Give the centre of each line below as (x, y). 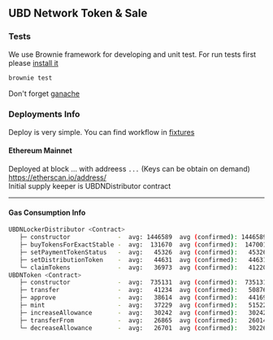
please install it (33, 63)
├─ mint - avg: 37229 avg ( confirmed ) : (128, 305)
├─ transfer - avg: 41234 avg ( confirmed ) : (128, 290)
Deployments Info (44, 115)
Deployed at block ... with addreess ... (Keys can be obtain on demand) (129, 169)
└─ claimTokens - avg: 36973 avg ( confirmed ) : (128, 268)
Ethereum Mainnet (41, 150)
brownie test (30, 78)
